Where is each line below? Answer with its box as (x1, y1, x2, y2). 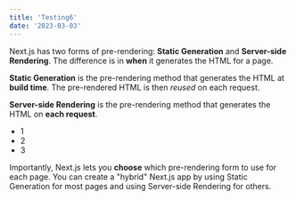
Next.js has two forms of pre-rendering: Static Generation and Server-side (9, 45, 287, 56)
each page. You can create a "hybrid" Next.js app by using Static (9, 171, 248, 182)
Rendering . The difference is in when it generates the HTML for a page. (9, 55, 274, 66)
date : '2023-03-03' (9, 21, 82, 30)
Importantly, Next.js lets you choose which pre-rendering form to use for (9, 162, 277, 172)
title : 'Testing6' (9, 12, 78, 22)
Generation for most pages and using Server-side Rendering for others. (9, 180, 272, 191)
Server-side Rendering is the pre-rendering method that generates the (9, 99, 271, 109)
